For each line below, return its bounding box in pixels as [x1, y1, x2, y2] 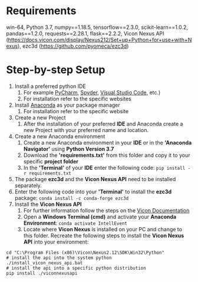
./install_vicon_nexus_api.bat [6, 260, 83, 266]
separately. [14, 182, 42, 189]
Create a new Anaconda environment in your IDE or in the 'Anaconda [23, 139, 192, 146]
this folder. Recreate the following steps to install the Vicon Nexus [23, 232, 184, 239]
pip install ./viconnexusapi [6, 270, 78, 276]
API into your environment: [23, 238, 89, 245]
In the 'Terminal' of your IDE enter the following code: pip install [23, 164, 186, 171]
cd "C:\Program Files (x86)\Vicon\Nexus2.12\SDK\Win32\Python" [6, 250, 165, 255]
